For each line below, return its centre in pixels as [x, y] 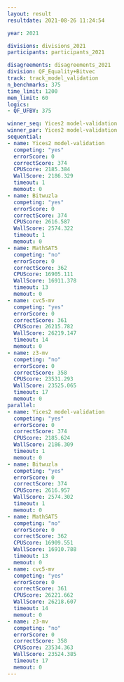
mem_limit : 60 [28, 98]
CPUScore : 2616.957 [42, 490]
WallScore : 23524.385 [45, 655]
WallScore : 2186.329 [43, 176]
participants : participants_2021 [56, 52]
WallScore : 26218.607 [45, 602]
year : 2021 [23, 33]
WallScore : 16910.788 [45, 550]
